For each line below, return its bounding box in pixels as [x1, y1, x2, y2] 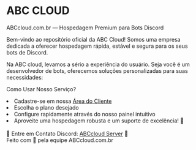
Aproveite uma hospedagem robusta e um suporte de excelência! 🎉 [14, 117, 184, 124]
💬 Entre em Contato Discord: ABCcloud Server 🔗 [6, 130, 129, 137]
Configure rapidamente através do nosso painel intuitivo [14, 110, 156, 118]
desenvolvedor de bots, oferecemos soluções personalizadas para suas [6, 67, 188, 74]
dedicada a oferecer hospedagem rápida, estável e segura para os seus [6, 42, 188, 50]
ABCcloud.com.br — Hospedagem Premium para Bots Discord [6, 24, 164, 31]
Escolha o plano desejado [14, 103, 79, 111]
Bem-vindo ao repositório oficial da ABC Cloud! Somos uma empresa [6, 36, 181, 43]
